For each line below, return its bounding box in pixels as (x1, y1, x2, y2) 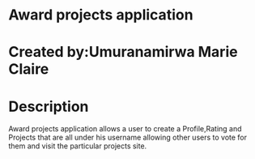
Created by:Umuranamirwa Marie (8, 43, 238, 62)
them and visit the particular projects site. (8, 141, 147, 151)
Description (8, 97, 89, 115)
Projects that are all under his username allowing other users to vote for (8, 132, 248, 143)
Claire (8, 60, 49, 79)
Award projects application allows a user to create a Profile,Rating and (8, 124, 242, 134)
